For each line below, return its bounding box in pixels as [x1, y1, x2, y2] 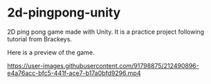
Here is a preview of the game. [7, 48, 95, 56]
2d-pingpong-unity [7, 5, 121, 21]
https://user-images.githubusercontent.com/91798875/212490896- [7, 61, 199, 70]
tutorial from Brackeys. [7, 34, 73, 43]
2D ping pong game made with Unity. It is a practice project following [7, 28, 205, 36]
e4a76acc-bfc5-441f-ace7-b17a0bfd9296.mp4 [7, 69, 141, 77]
